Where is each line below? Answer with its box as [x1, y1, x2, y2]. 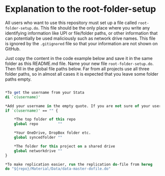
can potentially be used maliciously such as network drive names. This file [5, 35, 156, 41]
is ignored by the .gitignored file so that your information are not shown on [5, 40, 158, 46]
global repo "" [14, 121, 63, 126]
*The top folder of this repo [14, 117, 76, 122]
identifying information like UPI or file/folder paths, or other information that [5, 30, 158, 36]
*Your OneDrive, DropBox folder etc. [14, 130, 91, 136]
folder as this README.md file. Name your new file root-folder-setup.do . [5, 60, 154, 66]
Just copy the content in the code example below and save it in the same [5, 55, 153, 61]
